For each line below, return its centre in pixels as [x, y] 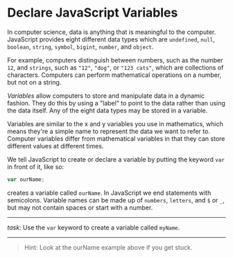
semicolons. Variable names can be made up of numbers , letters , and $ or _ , [116, 200]
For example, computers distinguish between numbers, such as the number [115, 60]
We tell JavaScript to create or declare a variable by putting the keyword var [116, 159]
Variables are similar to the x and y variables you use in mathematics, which [115, 123]
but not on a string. [34, 82]
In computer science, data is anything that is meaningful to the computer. [112, 32]
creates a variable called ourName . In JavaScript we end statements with [109, 193]
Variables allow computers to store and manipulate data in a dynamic [106, 96]
